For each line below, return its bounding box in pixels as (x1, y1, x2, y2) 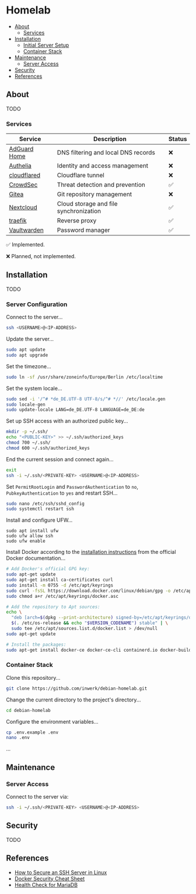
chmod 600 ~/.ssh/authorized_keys (6, 445, 90, 451)
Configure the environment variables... (6, 718, 99, 725)
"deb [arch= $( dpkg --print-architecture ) (11, 615, 114, 621)
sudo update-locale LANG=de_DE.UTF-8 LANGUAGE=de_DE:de (6, 407, 145, 413)
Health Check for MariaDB (14, 881, 78, 888)
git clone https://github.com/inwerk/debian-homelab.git (6, 686, 148, 691)
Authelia (9, 162, 32, 170)
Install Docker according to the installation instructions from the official (6, 549, 176, 556)
